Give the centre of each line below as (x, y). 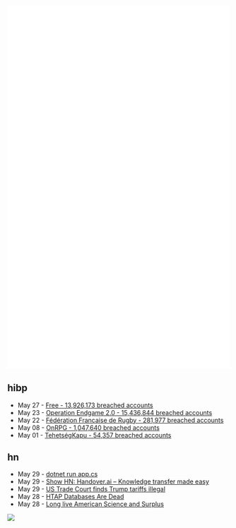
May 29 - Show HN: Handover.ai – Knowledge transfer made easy (113, 481)
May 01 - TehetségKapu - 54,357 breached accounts (94, 435)
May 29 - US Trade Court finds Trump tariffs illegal (92, 489)
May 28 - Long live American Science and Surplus (91, 504)
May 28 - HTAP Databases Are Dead (71, 497)
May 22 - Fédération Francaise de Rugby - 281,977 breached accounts (120, 420)
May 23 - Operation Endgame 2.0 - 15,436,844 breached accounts (115, 412)
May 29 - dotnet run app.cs (58, 474)
